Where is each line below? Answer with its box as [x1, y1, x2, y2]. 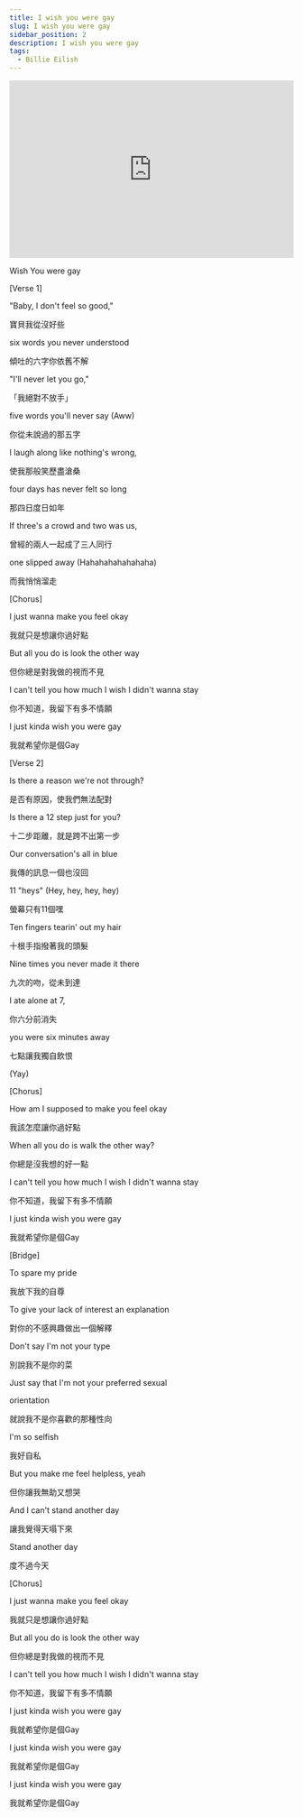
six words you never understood [9, 337, 129, 347]
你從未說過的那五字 [9, 429, 81, 439]
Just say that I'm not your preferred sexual [9, 1378, 168, 1388]
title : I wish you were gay [9, 13, 115, 23]
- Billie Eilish [17, 55, 78, 64]
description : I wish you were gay [9, 38, 140, 48]
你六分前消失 [9, 1014, 57, 1024]
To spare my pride [9, 1268, 78, 1277]
